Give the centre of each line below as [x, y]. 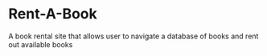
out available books [41, 44]
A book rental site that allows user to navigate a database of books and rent [133, 36]
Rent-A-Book [53, 14]
